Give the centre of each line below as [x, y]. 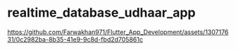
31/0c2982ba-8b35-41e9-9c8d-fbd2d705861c [75, 39]
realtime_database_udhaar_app [101, 13]
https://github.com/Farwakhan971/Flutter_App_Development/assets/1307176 [118, 32]
